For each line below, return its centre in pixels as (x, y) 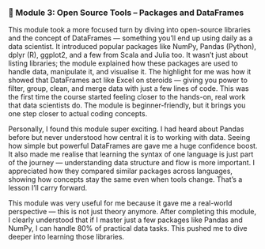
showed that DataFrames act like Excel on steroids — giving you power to (128, 80)
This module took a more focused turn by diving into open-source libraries (129, 30)
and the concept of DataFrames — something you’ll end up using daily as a (131, 38)
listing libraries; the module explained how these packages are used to (123, 63)
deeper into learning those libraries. (66, 237)
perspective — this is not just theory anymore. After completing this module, (132, 212)
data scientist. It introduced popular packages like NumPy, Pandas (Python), (132, 47)
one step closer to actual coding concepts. (78, 114)
